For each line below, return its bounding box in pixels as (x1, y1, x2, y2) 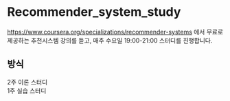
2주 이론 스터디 (7, 78, 48, 86)
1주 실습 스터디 (7, 87, 47, 95)
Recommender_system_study (7, 4, 181, 20)
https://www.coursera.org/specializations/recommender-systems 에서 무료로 (7, 27, 224, 36)
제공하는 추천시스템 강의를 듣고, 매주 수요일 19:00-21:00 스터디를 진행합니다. (7, 36, 213, 45)
